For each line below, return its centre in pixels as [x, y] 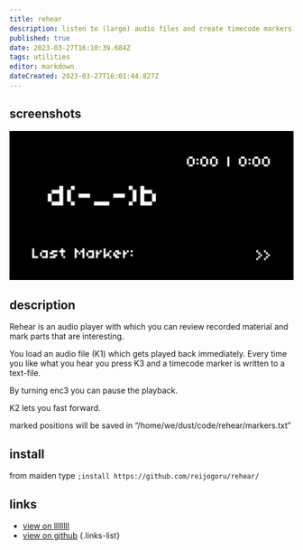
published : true [40, 38]
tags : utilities [40, 57]
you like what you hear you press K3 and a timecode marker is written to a [147, 364]
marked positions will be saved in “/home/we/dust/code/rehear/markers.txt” [150, 425]
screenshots [46, 114]
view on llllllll [46, 526]
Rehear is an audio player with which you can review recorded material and [149, 327]
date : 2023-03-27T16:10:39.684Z [70, 48]
